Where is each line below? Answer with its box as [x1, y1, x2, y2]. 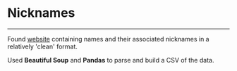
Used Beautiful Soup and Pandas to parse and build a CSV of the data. [7, 56, 214, 64]
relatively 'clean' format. [7, 42, 78, 51]
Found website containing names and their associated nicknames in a [7, 34, 209, 43]
